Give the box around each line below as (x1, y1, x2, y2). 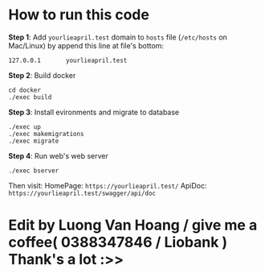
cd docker (8, 86, 42, 94)
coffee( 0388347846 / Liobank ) (8, 234, 228, 251)
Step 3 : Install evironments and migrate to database (8, 107, 180, 117)
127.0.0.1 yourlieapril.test (8, 56, 128, 64)
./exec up (8, 122, 42, 130)
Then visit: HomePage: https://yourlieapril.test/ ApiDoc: (8, 180, 207, 190)
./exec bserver (8, 167, 59, 175)
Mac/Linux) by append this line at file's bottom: (8, 40, 165, 50)
